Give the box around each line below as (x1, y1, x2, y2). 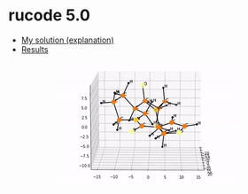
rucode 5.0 (8, 5, 90, 26)
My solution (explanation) (20, 35, 114, 45)
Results (20, 43, 49, 54)
